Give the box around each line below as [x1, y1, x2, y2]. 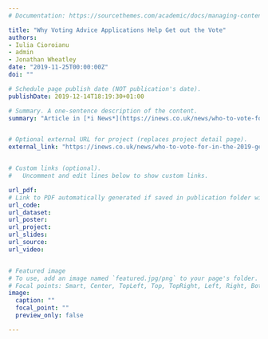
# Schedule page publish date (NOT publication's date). [8, 85, 202, 93]
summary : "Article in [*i [8, 114, 94, 122]
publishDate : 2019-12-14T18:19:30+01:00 [8, 93, 145, 101]
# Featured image [8, 266, 66, 275]
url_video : [8, 245, 45, 254]
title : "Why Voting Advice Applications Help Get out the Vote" [8, 26, 227, 34]
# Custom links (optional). [8, 164, 102, 172]
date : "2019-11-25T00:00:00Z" [8, 63, 109, 72]
